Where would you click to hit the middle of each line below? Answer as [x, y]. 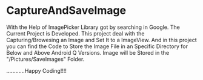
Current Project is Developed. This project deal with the [75, 33]
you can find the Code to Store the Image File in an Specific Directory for [97, 46]
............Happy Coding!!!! [36, 70]
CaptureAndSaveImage [66, 11]
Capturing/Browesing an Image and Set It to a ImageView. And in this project [101, 40]
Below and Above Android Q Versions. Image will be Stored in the [88, 52]
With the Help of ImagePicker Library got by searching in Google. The [93, 27]
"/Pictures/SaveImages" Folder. [45, 59]
